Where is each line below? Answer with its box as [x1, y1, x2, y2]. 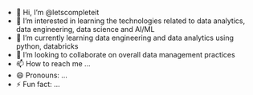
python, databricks [15, 42, 79, 51]
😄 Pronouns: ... [15, 70, 68, 80]
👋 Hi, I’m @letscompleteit [15, 8, 100, 17]
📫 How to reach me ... [15, 59, 91, 68]
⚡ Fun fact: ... [15, 80, 60, 89]
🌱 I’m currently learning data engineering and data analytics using [15, 33, 235, 42]
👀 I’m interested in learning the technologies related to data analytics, [15, 16, 246, 26]
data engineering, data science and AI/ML [15, 25, 155, 34]
